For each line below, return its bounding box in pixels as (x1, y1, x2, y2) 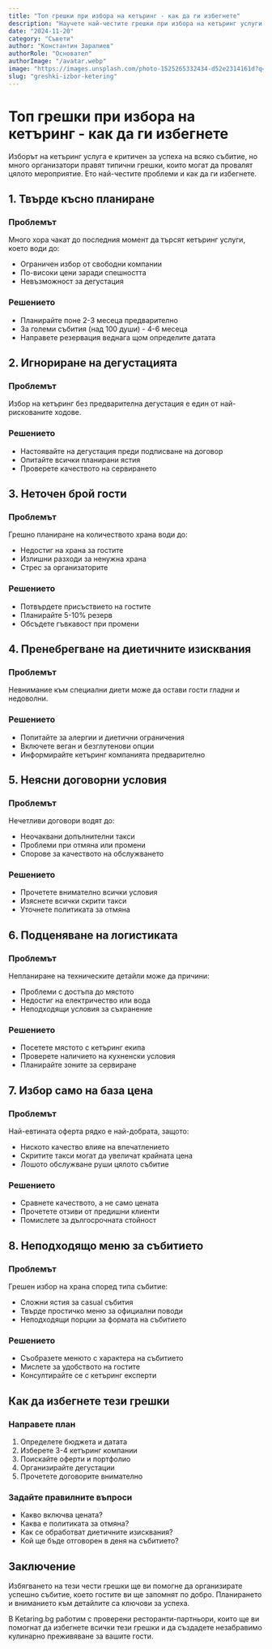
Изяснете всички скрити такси (19, 896, 127, 906)
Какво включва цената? (19, 1510, 103, 1520)
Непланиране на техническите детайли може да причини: (8, 971, 210, 981)
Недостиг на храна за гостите (19, 546, 124, 555)
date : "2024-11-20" (8, 27, 74, 35)
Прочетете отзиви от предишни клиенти (19, 1207, 160, 1216)
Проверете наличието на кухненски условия (19, 1051, 176, 1061)
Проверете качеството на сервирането (19, 464, 157, 473)
